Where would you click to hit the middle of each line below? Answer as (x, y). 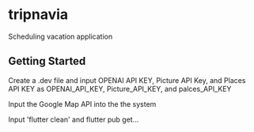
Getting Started (47, 61)
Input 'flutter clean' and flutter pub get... (74, 119)
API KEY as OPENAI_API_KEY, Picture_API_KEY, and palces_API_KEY (120, 89)
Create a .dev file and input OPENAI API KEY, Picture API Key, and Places (127, 80)
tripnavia (38, 15)
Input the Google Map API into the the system (82, 104)
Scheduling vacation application (61, 36)
